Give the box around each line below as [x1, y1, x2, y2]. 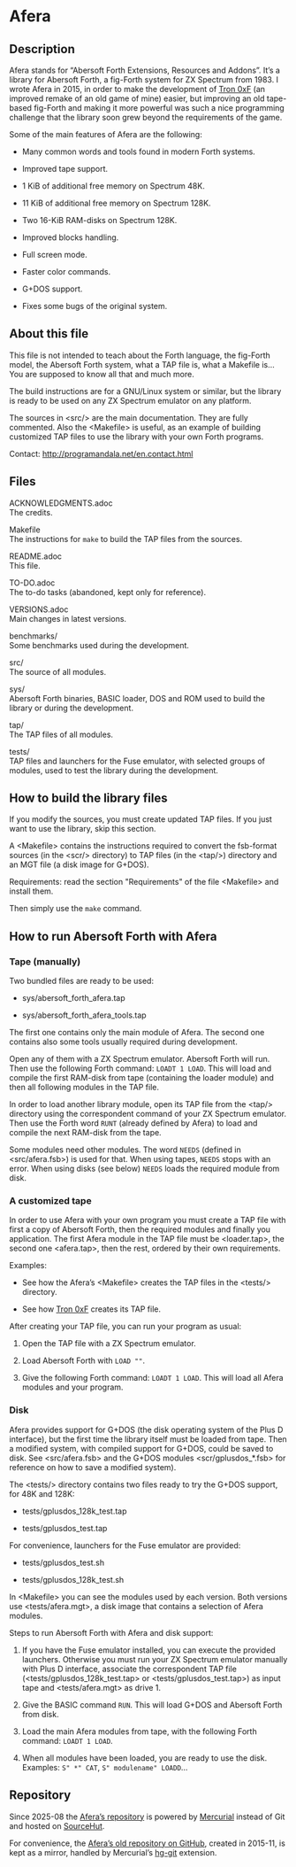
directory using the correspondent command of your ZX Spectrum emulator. [9, 1109, 287, 1119]
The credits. [9, 507, 53, 517]
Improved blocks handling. [21, 232, 119, 243]
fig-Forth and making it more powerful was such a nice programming [34, 103, 285, 112]
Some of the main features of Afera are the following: [9, 129, 203, 139]
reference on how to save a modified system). [9, 1461, 177, 1472]
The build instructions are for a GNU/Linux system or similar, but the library [9, 385, 282, 396]
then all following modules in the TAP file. [9, 1082, 160, 1093]
